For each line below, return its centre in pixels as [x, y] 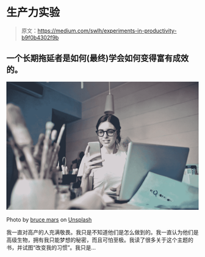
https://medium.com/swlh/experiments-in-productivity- [107, 31]
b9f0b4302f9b [40, 37]
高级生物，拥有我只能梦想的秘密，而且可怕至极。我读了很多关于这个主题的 [100, 240]
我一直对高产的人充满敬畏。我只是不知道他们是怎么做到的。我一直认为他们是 [103, 233]
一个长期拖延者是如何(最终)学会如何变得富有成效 [98, 58]
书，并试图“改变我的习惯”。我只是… [51, 248]
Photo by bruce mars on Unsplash [49, 220]
